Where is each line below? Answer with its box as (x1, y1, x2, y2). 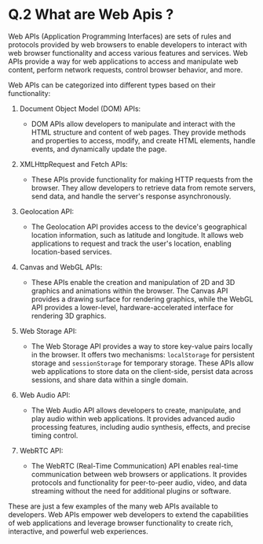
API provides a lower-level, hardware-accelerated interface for (31, 302, 234, 312)
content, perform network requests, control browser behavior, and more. (8, 65, 243, 74)
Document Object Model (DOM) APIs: (19, 104, 141, 113)
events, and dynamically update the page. (31, 144, 167, 154)
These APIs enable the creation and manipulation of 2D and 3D (31, 277, 236, 287)
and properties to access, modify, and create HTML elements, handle (31, 135, 256, 145)
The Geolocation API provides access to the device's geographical (31, 222, 247, 231)
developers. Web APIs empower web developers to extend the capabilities (8, 509, 249, 519)
